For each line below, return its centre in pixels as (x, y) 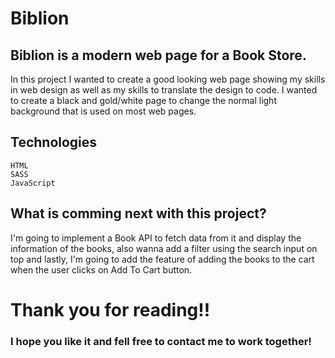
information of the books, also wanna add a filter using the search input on (164, 248)
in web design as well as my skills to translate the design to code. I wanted (164, 90)
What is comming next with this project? (138, 213)
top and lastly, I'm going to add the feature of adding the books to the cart (162, 259)
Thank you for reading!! (110, 309)
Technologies (54, 142)
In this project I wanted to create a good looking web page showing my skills (168, 79)
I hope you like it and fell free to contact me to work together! (161, 341)
